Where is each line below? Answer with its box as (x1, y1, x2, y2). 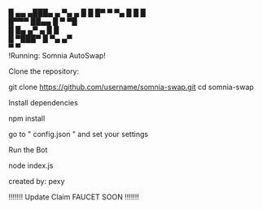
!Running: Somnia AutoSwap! (8, 51, 106, 60)
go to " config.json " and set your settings (8, 130, 149, 139)
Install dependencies (8, 98, 79, 107)
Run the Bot (8, 145, 48, 154)
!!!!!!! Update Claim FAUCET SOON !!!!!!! (8, 192, 140, 202)
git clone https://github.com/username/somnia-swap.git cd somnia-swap (8, 82, 255, 92)
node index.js (8, 161, 54, 170)
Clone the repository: (8, 66, 80, 76)
